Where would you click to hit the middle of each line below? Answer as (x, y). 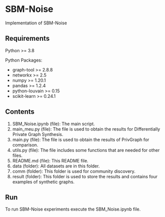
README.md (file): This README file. (50, 160)
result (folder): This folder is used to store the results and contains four (85, 176)
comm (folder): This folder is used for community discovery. (74, 171)
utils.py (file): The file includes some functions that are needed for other (86, 150)
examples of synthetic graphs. (43, 182)
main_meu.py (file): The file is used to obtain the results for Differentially (86, 129)
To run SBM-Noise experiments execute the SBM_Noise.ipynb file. (73, 209)
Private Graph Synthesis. (38, 134)
